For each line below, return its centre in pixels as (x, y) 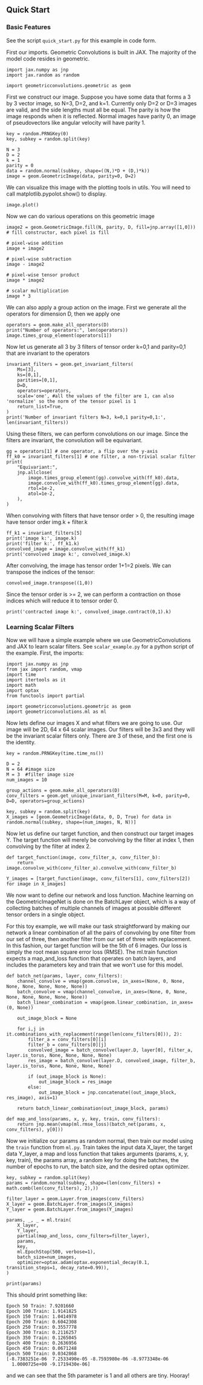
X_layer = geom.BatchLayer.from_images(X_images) (70, 1204)
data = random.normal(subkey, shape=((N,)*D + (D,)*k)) (78, 171)
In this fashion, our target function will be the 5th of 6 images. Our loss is (97, 945)
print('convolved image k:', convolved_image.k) (69, 554)
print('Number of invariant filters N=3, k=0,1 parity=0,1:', (86, 417)
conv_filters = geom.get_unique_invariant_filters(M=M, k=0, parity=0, (98, 796)
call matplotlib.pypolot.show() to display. (56, 194)
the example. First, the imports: (45, 653)
